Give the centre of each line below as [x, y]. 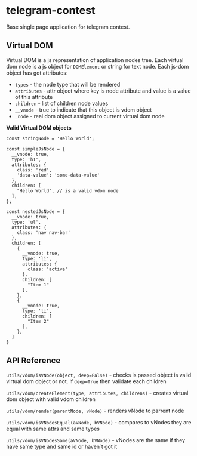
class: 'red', [34, 170]
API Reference [33, 361]
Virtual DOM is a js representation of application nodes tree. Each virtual [95, 60]
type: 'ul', [27, 222]
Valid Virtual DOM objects [39, 127]
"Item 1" [39, 285]
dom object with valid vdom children [51, 399]
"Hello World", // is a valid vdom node [68, 191]
